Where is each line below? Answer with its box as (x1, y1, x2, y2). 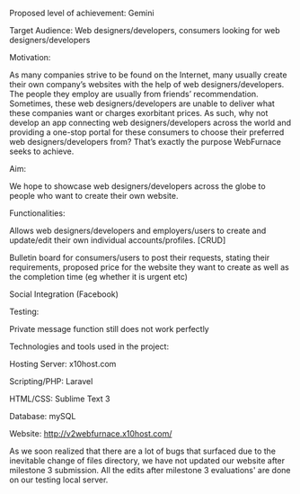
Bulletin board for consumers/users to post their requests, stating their (9, 252, 270, 263)
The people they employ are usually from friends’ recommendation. (9, 89, 259, 99)
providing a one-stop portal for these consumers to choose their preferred (9, 127, 285, 138)
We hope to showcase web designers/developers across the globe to (9, 181, 267, 192)
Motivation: (9, 52, 51, 62)
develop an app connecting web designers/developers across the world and (9, 117, 292, 128)
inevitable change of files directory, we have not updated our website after (9, 455, 286, 466)
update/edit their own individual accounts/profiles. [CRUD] (9, 235, 226, 246)
